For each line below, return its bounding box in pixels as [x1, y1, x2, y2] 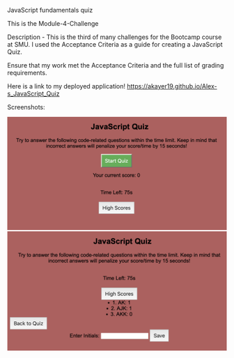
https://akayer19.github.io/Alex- [127, 82, 217, 90]
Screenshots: [7, 103, 45, 111]
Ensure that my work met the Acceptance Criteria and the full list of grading [7, 61, 224, 69]
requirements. [7, 69, 47, 77]
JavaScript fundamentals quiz [7, 6, 93, 14]
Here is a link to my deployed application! [7, 82, 126, 90]
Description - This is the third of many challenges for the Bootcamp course [7, 33, 222, 41]
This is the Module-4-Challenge [7, 20, 99, 27]
